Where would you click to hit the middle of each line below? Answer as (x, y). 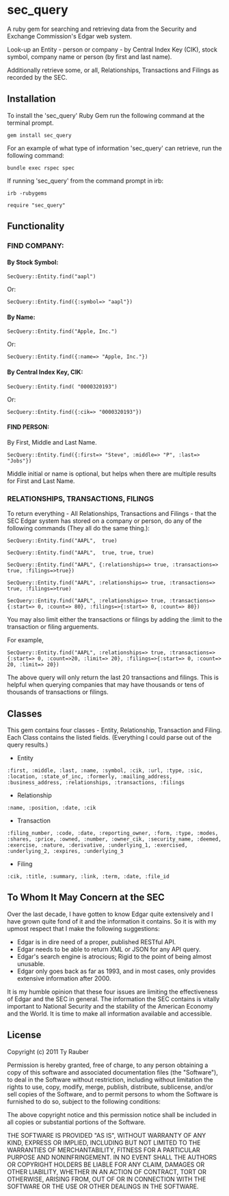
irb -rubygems (27, 193)
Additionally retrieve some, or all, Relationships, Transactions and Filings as (113, 70)
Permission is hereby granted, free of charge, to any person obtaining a (108, 1065)
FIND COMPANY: (36, 246)
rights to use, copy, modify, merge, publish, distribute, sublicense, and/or (110, 1087)
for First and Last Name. (41, 481)
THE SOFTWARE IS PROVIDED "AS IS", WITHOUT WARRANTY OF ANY (107, 1135)
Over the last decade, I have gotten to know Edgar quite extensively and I (110, 914)
